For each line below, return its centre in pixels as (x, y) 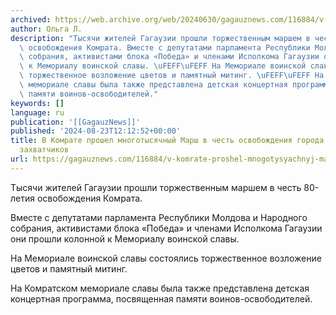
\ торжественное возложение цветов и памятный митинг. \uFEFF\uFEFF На (172, 76)
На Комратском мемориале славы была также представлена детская (160, 288)
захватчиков (44, 150)
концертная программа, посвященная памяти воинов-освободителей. (161, 298)
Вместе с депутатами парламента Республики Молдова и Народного (159, 217)
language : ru (37, 112)
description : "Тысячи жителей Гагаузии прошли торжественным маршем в (160, 38)
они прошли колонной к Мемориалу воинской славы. (125, 238)
